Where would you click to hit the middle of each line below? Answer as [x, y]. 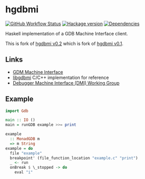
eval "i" [24, 172]
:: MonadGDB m [25, 139]
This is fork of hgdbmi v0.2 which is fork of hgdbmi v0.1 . [64, 43]
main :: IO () [20, 120]
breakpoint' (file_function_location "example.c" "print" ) [74, 158]
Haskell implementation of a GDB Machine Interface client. [67, 33]
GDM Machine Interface [38, 72]
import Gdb [17, 111]
